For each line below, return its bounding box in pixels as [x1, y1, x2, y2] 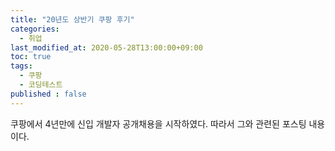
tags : [10, 61, 33, 71]
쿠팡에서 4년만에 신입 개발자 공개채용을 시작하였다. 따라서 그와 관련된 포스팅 [10, 117, 307, 130]
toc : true [10, 52, 52, 62]
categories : [10, 24, 60, 34]
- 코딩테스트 [19, 80, 63, 90]
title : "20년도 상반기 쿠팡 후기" [10, 14, 135, 25]
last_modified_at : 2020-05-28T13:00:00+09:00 [10, 42, 203, 53]
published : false [10, 89, 87, 99]
